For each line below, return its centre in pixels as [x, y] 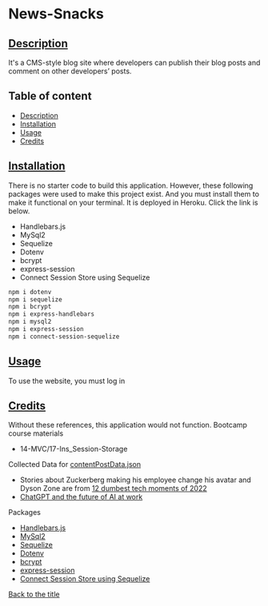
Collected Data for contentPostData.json [75, 464]
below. [19, 211]
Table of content [50, 96]
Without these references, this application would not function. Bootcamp [128, 425]
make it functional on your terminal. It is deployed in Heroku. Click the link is [133, 202]
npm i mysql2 [30, 322]
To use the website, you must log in [67, 381]
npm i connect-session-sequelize [64, 337]
